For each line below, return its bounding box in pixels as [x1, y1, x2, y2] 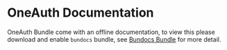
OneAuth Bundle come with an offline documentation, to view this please [7, 28, 215, 36]
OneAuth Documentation [7, 5, 154, 21]
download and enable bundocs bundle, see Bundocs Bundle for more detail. [7, 35, 221, 43]
